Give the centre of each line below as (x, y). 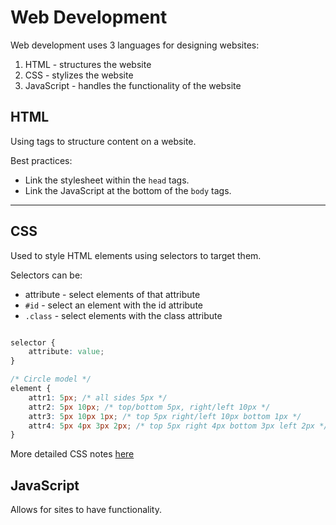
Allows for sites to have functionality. (86, 510)
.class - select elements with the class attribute (123, 315)
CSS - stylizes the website (79, 75)
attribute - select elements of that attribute (112, 294)
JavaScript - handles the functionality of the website (133, 85)
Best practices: (41, 160)
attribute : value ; (66, 352)
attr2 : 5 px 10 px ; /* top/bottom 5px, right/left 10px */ (149, 407)
